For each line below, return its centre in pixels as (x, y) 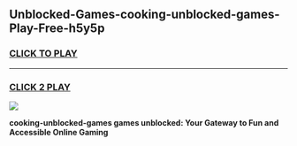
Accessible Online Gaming (59, 132)
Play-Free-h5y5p (57, 29)
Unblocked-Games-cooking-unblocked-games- (145, 15)
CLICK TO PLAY (43, 54)
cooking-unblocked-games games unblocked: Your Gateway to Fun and (144, 122)
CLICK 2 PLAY (40, 87)
